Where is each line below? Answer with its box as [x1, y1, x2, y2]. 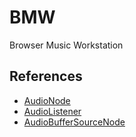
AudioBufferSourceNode [23, 116, 126, 128]
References [9, 68, 83, 85]
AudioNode [23, 94, 71, 106]
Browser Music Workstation [9, 39, 124, 51]
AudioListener [23, 105, 82, 117]
